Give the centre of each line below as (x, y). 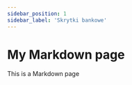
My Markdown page (66, 55)
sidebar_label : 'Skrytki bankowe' (57, 20)
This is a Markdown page (43, 74)
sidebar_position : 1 (37, 14)
